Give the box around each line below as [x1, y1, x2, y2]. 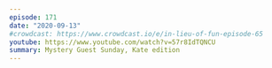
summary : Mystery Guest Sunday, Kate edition [9, 46, 180, 55]
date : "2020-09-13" [9, 21, 82, 30]
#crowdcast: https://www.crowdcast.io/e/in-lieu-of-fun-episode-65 [9, 29, 264, 38]
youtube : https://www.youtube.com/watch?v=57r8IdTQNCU [9, 37, 216, 47]
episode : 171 [9, 12, 58, 22]
